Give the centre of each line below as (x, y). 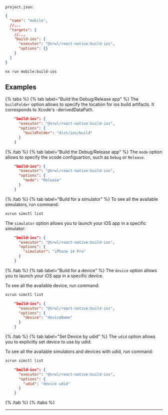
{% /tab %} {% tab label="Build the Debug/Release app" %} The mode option (84, 152)
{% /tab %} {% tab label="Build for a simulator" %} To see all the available (82, 199)
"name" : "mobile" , (29, 21)
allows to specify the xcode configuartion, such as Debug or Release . (75, 157)
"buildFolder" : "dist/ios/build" (58, 133)
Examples (21, 87)
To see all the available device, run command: (52, 285)
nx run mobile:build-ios (31, 72)
